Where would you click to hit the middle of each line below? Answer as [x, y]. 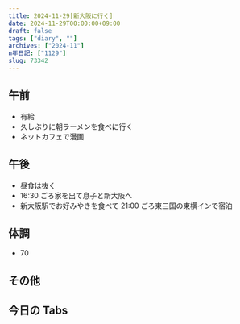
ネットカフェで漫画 [52, 136]
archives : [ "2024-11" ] [46, 46]
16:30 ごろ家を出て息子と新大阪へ [76, 195]
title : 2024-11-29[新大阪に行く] [61, 16]
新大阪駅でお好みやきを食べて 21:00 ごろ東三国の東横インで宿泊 [126, 206]
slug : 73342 [28, 61]
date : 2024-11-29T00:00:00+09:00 [64, 23]
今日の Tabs [38, 311]
